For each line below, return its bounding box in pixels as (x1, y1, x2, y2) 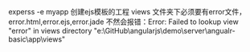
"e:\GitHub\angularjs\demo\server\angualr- (93, 26, 236, 35)
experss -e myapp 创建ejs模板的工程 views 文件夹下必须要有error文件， (8, 7, 247, 16)
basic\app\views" (8, 34, 66, 44)
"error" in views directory (8, 26, 92, 35)
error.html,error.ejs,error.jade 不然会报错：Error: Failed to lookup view (8, 17, 239, 26)
